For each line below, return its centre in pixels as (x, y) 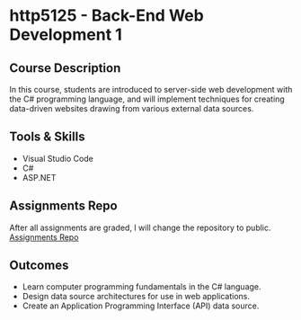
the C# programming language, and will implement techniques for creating (147, 99)
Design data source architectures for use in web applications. (136, 297)
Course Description (65, 68)
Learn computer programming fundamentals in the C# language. (142, 287)
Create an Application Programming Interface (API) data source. (141, 306)
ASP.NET (39, 177)
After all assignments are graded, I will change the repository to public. (140, 227)
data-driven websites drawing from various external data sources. (132, 108)
